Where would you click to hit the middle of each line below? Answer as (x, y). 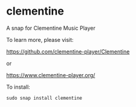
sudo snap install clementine (44, 98)
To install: (18, 87)
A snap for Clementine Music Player (51, 28)
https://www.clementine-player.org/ (51, 75)
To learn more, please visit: (40, 40)
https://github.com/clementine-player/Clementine (68, 51)
